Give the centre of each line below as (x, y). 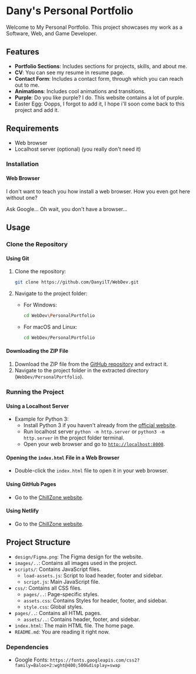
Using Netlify (23, 511)
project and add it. (37, 110)
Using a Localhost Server (38, 406)
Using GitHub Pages (31, 484)
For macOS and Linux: (50, 327)
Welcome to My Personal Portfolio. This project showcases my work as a (94, 27)
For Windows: (40, 305)
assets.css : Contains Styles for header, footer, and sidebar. (95, 600)
